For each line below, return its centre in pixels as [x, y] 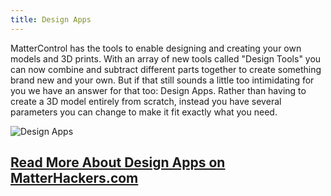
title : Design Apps [51, 19]
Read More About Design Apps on [118, 162]
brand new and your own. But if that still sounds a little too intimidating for [162, 80]
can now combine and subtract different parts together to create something [166, 69]
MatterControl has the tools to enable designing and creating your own [156, 48]
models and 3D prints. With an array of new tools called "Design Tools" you [166, 58]
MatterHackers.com [74, 178]
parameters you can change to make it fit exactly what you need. [144, 112]
